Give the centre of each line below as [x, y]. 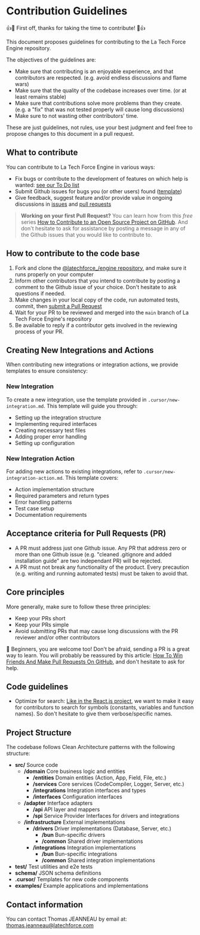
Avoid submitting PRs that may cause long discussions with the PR [96, 631]
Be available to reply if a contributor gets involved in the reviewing [96, 325]
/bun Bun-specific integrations [79, 854]
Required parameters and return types [62, 495]
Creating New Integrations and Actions [80, 350]
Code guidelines [37, 686]
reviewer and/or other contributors [57, 637]
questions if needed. [40, 293]
